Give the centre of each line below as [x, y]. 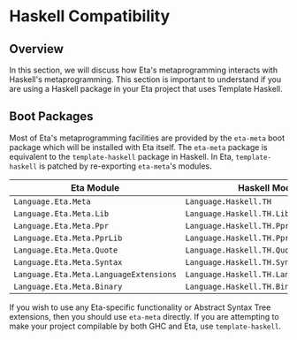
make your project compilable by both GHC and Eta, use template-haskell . [145, 326]
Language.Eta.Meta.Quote [66, 250]
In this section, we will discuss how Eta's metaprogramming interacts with [144, 70]
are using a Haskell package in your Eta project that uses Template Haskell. [146, 89]
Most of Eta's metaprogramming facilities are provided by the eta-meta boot [147, 138]
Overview [37, 49]
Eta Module [95, 187]
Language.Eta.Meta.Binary [68, 286]
